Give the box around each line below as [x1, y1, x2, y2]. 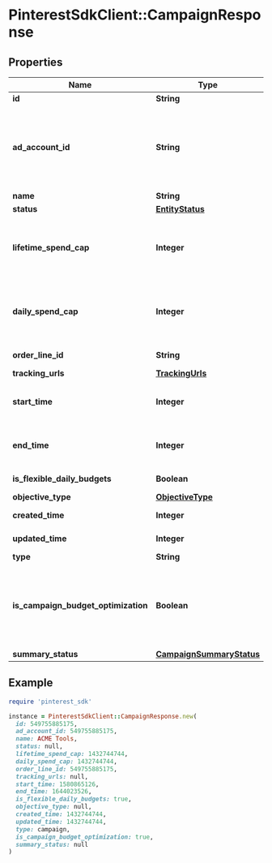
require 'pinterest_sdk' [8, 698, 92, 706]
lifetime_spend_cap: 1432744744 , [15, 750, 129, 758]
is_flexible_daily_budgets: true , [15, 795, 132, 804]
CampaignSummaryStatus [155, 649, 261, 659]
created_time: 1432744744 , [15, 810, 107, 818]
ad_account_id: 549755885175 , [15, 728, 117, 736]
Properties [8, 55, 63, 69]
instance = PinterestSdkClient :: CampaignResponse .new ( [8, 712, 198, 720]
